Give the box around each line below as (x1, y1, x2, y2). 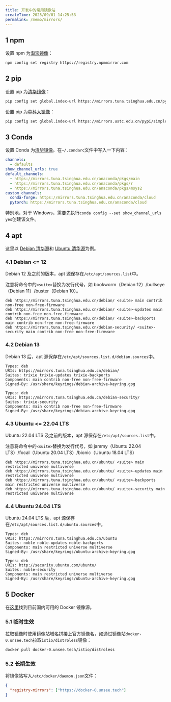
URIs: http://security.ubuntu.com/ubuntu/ (5, 563, 97, 568)
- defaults (10, 162, 33, 167)
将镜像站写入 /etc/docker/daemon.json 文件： (5, 673, 98, 679)
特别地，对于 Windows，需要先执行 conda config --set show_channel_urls (5, 210, 162, 216)
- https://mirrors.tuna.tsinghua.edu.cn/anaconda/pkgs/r (10, 181, 133, 186)
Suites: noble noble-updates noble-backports (5, 540, 103, 546)
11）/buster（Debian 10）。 (25, 288, 81, 294)
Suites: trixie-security (5, 399, 58, 405)
